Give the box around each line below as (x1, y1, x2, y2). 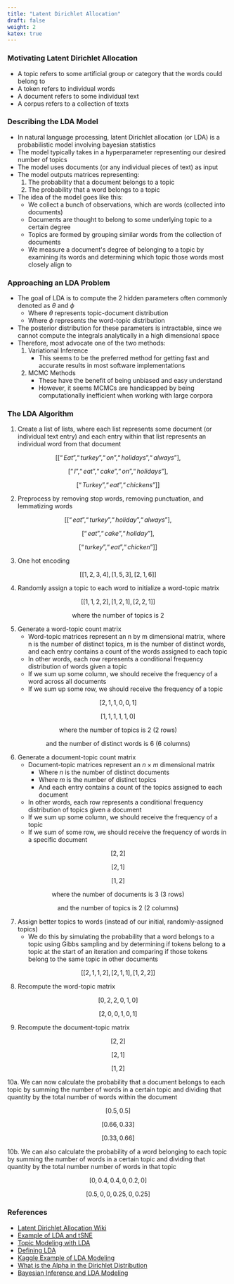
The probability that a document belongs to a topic (27, 178, 175, 186)
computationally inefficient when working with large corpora (38, 391, 213, 400)
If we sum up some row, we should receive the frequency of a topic (27, 685, 223, 693)
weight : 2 (7, 23, 37, 30)
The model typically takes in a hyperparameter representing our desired (17, 147, 226, 156)
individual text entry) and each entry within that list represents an (17, 432, 207, 441)
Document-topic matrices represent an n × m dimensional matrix (27, 761, 216, 769)
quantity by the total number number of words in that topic (7, 1163, 177, 1171)
